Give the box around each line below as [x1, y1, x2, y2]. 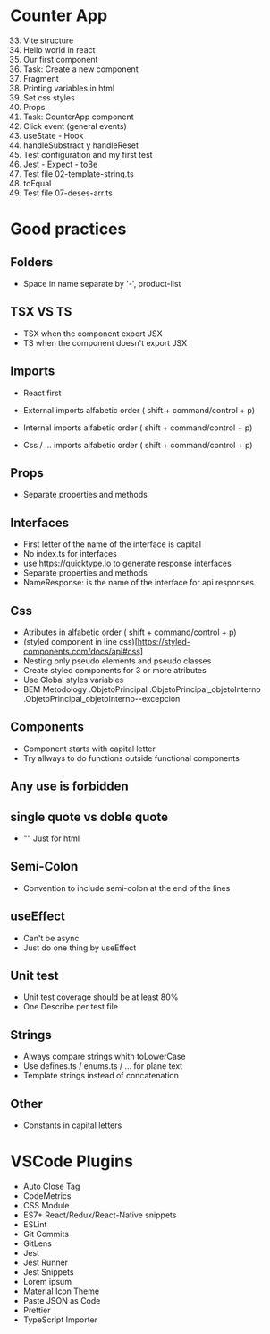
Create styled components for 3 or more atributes [22, 665, 207, 675]
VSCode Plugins [10, 1151, 133, 1172]
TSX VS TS [10, 304, 72, 319]
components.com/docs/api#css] [22, 646, 144, 656]
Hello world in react [22, 44, 96, 55]
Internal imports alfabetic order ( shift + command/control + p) [22, 422, 253, 433]
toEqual [22, 178, 52, 188]
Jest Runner [22, 1257, 69, 1269]
